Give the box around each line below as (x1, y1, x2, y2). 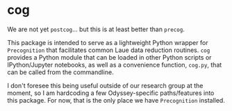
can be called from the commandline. (7, 68, 114, 76)
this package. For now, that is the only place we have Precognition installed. (7, 96, 226, 104)
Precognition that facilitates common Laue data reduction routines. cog (7, 46, 210, 54)
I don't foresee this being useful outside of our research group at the (7, 81, 204, 89)
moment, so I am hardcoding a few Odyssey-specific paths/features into (7, 89, 215, 97)
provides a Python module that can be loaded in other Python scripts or (7, 53, 212, 61)
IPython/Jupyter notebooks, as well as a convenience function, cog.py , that (7, 60, 222, 69)
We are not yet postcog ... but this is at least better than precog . (7, 25, 185, 33)
